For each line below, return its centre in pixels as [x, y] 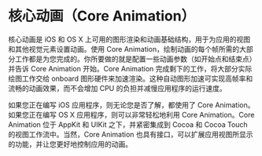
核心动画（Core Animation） [102, 16]
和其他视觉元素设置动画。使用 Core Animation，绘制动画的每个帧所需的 [124, 49]
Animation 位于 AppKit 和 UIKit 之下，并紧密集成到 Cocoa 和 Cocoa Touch [128, 124]
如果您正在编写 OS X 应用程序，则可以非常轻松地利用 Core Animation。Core [131, 114]
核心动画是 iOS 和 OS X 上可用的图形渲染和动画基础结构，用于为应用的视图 [129, 39]
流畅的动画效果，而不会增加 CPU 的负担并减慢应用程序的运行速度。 [117, 88]
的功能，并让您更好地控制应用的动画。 [70, 144]
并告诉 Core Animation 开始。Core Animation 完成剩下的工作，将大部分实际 [130, 68]
